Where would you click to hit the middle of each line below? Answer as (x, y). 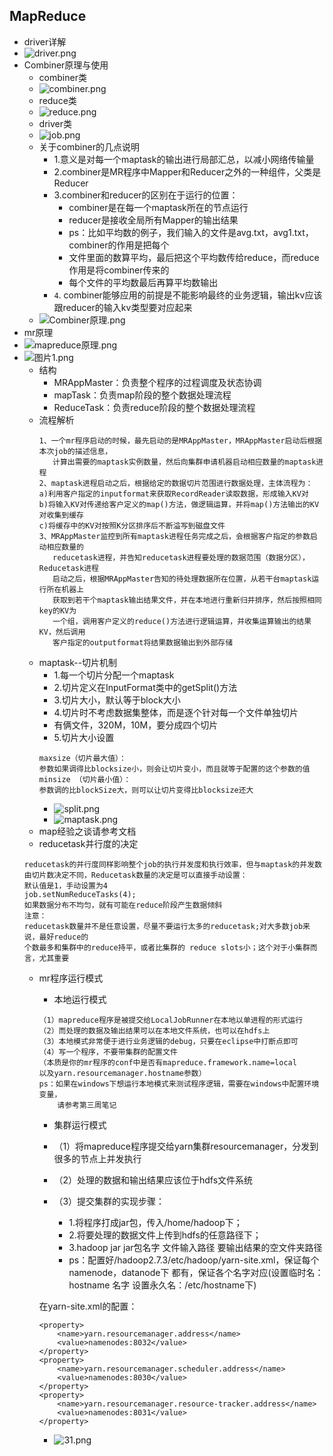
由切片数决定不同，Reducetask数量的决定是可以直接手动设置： (135, 875)
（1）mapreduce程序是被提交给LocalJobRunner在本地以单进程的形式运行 (171, 1020)
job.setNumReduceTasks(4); (80, 894)
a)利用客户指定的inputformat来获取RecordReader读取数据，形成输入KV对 (173, 494)
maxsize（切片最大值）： (82, 758)
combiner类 (62, 77)
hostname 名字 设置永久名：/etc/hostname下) (162, 1285)
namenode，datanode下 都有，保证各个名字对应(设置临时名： (196, 1272)
